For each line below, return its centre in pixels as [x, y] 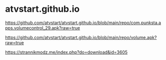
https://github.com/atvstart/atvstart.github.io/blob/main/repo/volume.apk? [81, 37]
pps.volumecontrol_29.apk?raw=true [43, 28]
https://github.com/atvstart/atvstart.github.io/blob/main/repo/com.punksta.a [83, 23]
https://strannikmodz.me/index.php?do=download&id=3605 [66, 52]
